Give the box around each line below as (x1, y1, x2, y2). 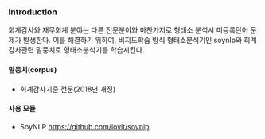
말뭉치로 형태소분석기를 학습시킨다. (35, 45, 145, 55)
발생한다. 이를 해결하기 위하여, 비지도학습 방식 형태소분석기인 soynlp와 (22, 35, 243, 45)
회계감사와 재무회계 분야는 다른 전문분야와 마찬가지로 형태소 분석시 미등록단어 (8, 25, 249, 35)
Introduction (8, 6, 57, 17)
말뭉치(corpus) (8, 64, 57, 74)
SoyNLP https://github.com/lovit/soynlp (19, 122, 150, 131)
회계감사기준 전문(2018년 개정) (19, 84, 116, 94)
